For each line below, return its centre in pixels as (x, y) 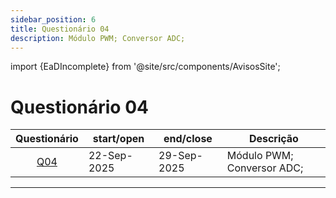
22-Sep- (110, 156)
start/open (118, 139)
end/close (188, 139)
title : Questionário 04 (60, 29)
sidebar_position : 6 (53, 19)
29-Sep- (180, 156)
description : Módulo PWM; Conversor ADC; (98, 38)
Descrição (273, 139)
